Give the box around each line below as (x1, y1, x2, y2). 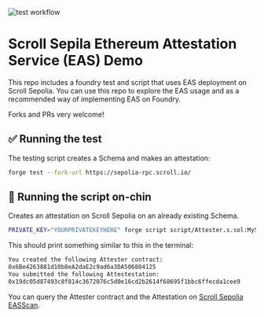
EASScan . (8, 300, 41, 310)
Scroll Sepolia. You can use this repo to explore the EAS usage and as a (8, 86, 240, 95)
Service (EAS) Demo (8, 52, 144, 70)
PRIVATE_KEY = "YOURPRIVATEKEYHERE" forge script (8, 227, 167, 234)
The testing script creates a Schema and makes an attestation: (8, 153, 211, 163)
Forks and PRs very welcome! (8, 109, 104, 119)
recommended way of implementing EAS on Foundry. (8, 94, 181, 104)
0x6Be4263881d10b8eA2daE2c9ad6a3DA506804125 (8, 264, 156, 271)
